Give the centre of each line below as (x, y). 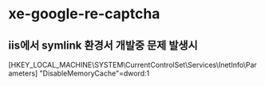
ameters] (23, 73)
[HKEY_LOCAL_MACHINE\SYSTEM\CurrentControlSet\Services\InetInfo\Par (132, 65)
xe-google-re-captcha (84, 14)
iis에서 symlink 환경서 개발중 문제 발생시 (103, 45)
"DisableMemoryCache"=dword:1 (95, 73)
